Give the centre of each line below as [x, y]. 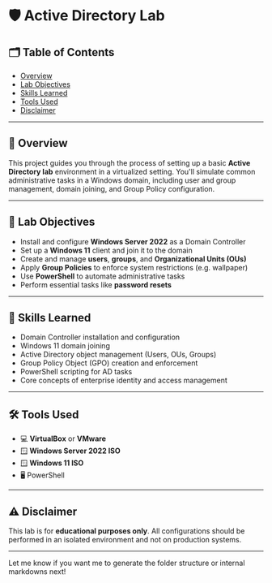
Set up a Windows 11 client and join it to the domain [106, 250]
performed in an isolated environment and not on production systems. [125, 540]
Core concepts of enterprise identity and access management [124, 380]
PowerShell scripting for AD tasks [76, 372]
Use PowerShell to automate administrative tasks [102, 276]
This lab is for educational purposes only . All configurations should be [127, 531]
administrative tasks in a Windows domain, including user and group [122, 180]
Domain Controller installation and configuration [100, 337]
